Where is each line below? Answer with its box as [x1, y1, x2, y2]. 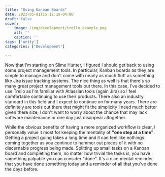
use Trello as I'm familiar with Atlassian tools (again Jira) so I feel [5, 88, 136, 94]
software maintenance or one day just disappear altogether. [5, 114, 127, 120]
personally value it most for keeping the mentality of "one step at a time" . [5, 129, 155, 135]
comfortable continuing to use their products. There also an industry [5, 93, 144, 99]
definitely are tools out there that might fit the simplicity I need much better [5, 104, 157, 110]
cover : [5, 21, 19, 26]
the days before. [5, 166, 38, 172]
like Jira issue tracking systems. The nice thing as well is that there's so [5, 78, 150, 84]
